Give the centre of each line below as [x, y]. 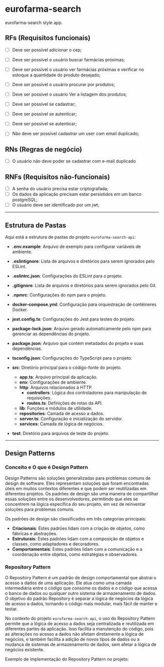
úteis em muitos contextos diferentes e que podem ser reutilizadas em [76, 488]
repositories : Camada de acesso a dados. [62, 413]
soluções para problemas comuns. [40, 509]
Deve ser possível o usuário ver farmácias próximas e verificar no [78, 69]
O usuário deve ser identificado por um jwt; [56, 205]
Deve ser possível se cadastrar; [44, 104]
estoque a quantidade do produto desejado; [56, 75]
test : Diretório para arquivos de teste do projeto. [61, 433]
